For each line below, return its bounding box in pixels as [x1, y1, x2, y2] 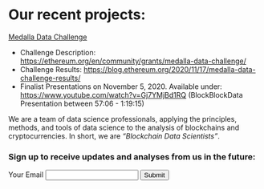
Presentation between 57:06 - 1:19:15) [19, 99, 144, 108]
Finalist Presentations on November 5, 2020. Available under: [19, 82, 222, 91]
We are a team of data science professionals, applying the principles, [8, 114, 237, 123]
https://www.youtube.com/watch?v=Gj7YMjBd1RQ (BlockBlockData [19, 90, 243, 99]
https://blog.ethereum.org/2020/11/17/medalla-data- [83, 64, 256, 74]
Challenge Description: [19, 47, 96, 57]
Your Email [8, 170, 44, 179]
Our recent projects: [8, 6, 146, 24]
